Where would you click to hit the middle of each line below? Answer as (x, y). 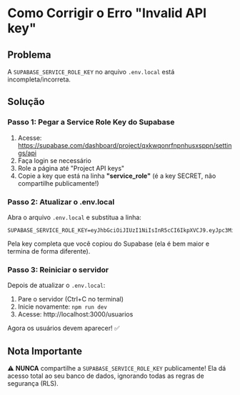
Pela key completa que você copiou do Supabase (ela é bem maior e (108, 244)
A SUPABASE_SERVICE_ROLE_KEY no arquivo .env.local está (91, 72)
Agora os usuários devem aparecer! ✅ (64, 328)
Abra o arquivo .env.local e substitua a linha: (74, 217)
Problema (29, 55)
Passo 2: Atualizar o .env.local (61, 201)
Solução (26, 102)
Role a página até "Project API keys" (71, 168)
